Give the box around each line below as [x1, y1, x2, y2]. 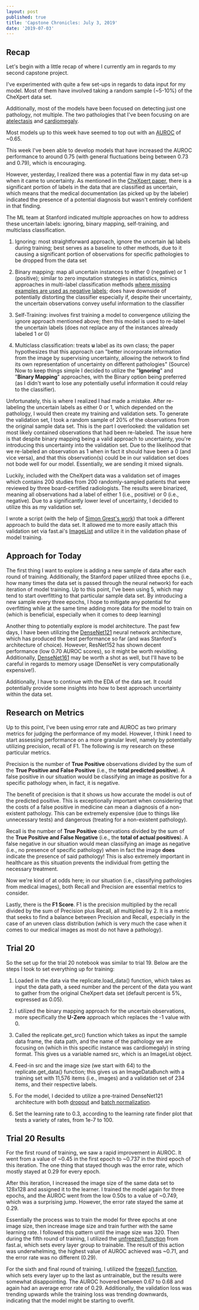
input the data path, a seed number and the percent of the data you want [14, 983, 192, 990]
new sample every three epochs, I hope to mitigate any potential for [6, 598, 171, 605]
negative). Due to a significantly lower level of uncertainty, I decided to [6, 497, 179, 504]
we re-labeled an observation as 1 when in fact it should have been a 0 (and [6, 448, 191, 455]
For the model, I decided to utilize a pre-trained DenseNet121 [14, 1092, 163, 1099]
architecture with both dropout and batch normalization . [14, 1098, 152, 1105]
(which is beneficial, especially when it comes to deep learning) [6, 611, 162, 618]
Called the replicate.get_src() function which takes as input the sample [14, 1031, 187, 1038]
